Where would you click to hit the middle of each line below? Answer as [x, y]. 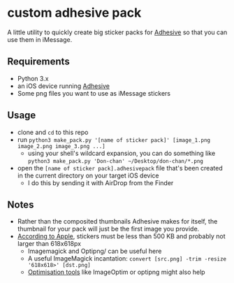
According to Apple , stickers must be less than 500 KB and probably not [121, 236]
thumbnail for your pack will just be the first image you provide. [108, 229]
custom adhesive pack [74, 13]
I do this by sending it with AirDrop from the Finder [101, 182]
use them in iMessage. [40, 39]
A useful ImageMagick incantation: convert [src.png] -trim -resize [127, 259]
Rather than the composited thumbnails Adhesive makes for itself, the [117, 222]
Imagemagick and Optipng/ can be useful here [95, 251]
